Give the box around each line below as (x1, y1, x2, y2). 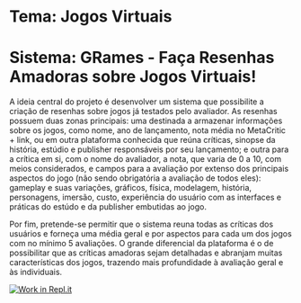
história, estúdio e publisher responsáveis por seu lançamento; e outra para (9, 144, 289, 155)
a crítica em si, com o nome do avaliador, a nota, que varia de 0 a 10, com (9, 154, 281, 165)
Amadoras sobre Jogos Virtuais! (9, 67, 257, 87)
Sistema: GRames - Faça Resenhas (9, 48, 275, 68)
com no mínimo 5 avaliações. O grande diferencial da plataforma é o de (9, 238, 274, 249)
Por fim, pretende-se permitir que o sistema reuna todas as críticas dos (9, 218, 274, 230)
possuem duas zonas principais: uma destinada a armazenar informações (9, 115, 283, 127)
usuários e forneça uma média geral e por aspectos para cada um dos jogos (9, 228, 292, 239)
